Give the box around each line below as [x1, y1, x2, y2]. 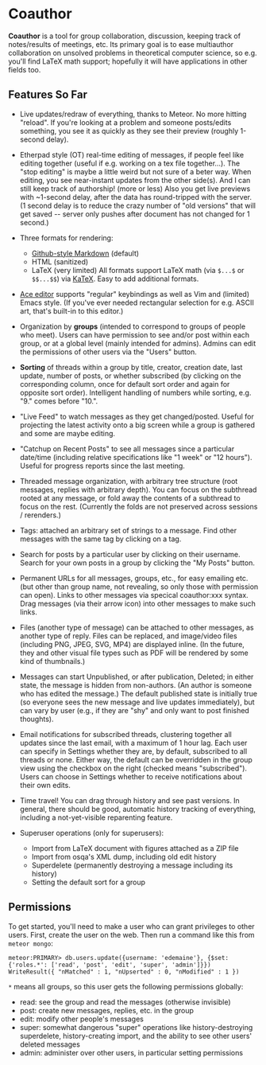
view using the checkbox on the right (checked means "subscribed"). [19, 763, 248, 773]
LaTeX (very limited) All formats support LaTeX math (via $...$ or [31, 265, 245, 275]
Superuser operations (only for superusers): [19, 828, 164, 837]
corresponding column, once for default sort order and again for [19, 379, 230, 388]
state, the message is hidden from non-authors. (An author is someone [19, 680, 253, 689]
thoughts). [19, 714, 54, 724]
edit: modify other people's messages [19, 1014, 145, 1024]
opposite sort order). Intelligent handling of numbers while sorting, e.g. [19, 388, 252, 397]
